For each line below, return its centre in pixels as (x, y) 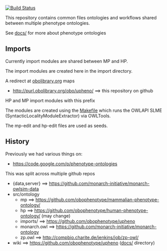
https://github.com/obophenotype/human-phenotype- (91, 210)
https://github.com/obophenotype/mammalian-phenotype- (97, 199)
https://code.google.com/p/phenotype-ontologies (65, 164)
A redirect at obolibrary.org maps (40, 81)
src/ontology (26, 194)
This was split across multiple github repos (50, 173)
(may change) (56, 215)
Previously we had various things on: (44, 154)
